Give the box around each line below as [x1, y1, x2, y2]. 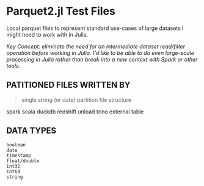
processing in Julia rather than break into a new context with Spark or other [6, 55, 198, 63]
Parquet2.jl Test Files [6, 4, 116, 18]
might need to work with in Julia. [6, 30, 89, 38]
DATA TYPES [6, 126, 57, 136]
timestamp [6, 152, 32, 159]
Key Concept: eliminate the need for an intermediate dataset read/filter [6, 43, 185, 50]
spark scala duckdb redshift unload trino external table [6, 108, 144, 115]
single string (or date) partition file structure [21, 96, 132, 103]
